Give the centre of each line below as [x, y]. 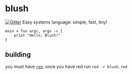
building [18, 55]
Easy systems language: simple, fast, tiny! [65, 22]
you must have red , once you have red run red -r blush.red [66, 66]
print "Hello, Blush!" [37, 35]
